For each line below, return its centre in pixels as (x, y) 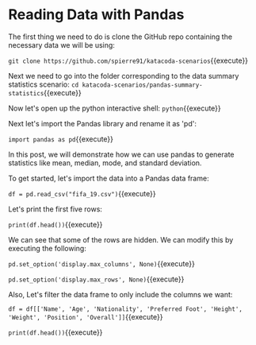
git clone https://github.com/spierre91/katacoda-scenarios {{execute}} (128, 60)
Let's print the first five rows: (55, 209)
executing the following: (48, 248)
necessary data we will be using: (61, 45)
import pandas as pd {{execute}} (61, 139)
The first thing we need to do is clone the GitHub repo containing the (120, 37)
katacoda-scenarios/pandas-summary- (143, 85)
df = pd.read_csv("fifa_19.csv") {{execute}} (82, 193)
